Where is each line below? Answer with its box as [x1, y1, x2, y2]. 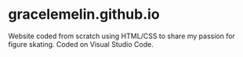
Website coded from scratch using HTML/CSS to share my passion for [8, 31, 235, 41]
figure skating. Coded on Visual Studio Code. [8, 39, 154, 48]
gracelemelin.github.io [8, 5, 160, 23]
